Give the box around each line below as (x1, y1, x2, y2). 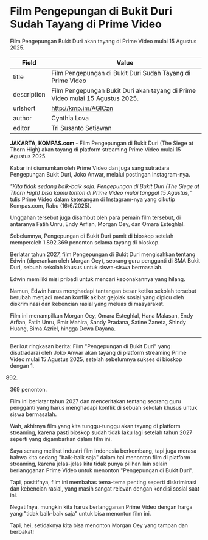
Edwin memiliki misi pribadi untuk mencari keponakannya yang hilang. (10, 275, 185, 282)
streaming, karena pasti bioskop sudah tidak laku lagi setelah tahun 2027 (10, 429, 193, 436)
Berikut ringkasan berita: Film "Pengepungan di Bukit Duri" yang (10, 342, 171, 349)
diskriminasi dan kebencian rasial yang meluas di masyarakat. (10, 300, 165, 307)
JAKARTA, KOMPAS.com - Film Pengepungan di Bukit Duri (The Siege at (10, 139, 194, 147)
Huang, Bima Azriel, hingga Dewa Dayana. (10, 325, 116, 332)
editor (13, 123, 30, 132)
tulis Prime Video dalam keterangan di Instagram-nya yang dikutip (10, 195, 176, 203)
